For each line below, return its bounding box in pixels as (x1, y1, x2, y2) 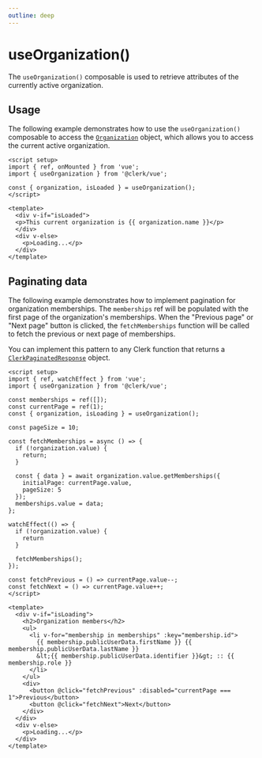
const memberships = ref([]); (8, 396, 108, 404)
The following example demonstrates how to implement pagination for (8, 296, 236, 305)
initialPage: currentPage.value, (22, 479, 133, 487)
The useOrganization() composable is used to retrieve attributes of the (8, 72, 239, 81)
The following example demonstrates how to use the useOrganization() (8, 124, 241, 134)
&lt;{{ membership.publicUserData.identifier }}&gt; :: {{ (36, 652, 235, 661)
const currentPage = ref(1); (8, 403, 104, 411)
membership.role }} (8, 659, 73, 667)
